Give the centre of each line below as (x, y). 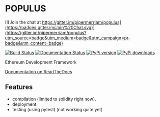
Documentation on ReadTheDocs (39, 71)
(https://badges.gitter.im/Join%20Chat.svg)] (50, 27)
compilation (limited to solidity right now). (54, 99)
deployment (24, 104)
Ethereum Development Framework (41, 62)
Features (19, 87)
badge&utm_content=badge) (34, 43)
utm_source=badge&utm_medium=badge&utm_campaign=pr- (68, 38)
